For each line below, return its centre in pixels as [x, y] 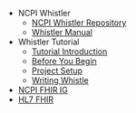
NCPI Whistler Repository [79, 23]
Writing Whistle [60, 80]
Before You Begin [64, 61]
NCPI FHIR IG [43, 90]
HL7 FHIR [36, 99]
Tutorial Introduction [69, 52]
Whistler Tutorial [49, 42]
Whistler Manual [62, 32]
